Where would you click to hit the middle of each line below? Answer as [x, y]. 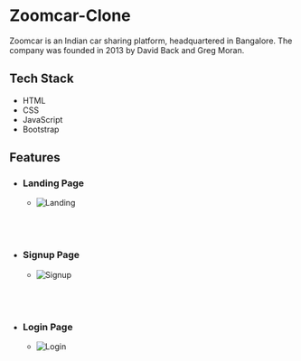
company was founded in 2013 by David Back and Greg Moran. [127, 50]
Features [35, 157]
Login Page [47, 327]
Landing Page [53, 183]
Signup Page [51, 255]
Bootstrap [41, 129]
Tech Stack [42, 79]
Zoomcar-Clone [70, 16]
